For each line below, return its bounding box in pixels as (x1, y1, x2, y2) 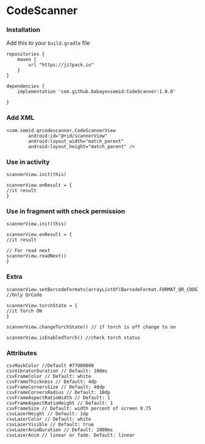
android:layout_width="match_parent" (28, 138, 124, 144)
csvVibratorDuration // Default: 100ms (6, 368, 108, 374)
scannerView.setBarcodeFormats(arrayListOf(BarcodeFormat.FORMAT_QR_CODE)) (6, 286, 203, 292)
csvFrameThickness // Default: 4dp (6, 379, 97, 385)
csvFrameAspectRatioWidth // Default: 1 (6, 394, 111, 401)
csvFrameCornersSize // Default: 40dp (6, 383, 105, 390)
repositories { (6, 51, 45, 57)
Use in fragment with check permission (6, 207, 125, 215)
